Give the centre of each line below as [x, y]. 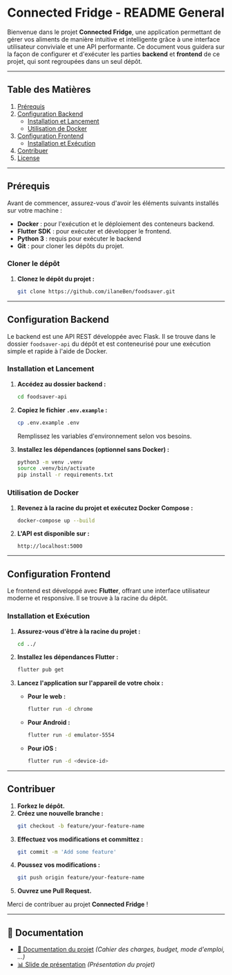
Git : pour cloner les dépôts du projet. [70, 246]
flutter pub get [40, 670]
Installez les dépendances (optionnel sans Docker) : [93, 449]
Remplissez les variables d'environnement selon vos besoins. [104, 436]
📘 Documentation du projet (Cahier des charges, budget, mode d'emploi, [121, 949]
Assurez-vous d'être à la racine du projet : [79, 631]
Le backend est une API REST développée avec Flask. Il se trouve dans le [112, 336]
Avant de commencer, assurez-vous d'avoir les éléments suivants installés [113, 203]
